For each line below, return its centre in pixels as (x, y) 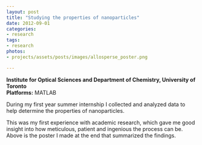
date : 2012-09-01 (28, 23)
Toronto (17, 86)
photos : (16, 52)
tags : (13, 40)
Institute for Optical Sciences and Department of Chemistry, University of (101, 79)
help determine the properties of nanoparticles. (66, 110)
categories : (21, 29)
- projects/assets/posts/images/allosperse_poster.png (77, 57)
